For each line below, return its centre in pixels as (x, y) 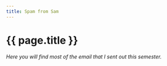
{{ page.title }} (42, 40)
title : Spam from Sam (33, 11)
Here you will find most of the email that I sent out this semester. (84, 57)
